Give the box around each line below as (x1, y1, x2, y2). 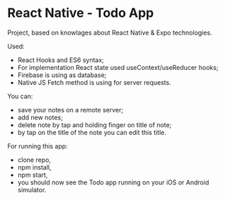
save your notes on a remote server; (17, 105, 124, 114)
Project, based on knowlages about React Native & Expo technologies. (7, 28, 212, 37)
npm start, (17, 170, 48, 179)
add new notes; (17, 113, 64, 122)
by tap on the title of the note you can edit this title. (17, 128, 166, 136)
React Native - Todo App (7, 5, 154, 21)
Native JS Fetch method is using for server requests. (17, 78, 171, 86)
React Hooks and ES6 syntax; (17, 55, 105, 64)
